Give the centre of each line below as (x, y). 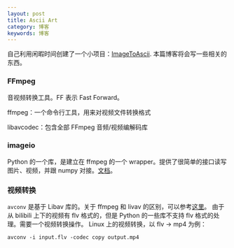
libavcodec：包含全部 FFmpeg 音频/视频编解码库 (78, 127)
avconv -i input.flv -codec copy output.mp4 (73, 238)
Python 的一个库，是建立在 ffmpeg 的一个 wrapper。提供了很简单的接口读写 (117, 161)
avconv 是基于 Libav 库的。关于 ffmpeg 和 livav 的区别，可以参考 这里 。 (109, 207)
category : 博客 (28, 27)
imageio (21, 145)
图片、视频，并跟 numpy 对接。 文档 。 (62, 170)
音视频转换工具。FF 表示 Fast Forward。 (66, 97)
